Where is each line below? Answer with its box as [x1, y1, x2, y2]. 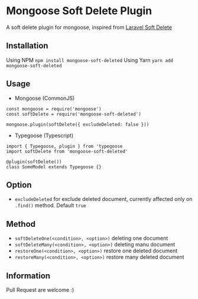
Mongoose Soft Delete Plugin [6, 4, 152, 18]
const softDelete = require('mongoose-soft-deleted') [6, 111, 142, 117]
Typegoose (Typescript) [14, 132, 74, 139]
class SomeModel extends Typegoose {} [6, 164, 102, 170]
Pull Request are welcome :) [6, 287, 74, 293]
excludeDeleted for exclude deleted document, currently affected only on [14, 196, 193, 203]
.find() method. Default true [14, 202, 87, 209]
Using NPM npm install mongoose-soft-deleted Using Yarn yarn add [6, 56, 173, 63]
